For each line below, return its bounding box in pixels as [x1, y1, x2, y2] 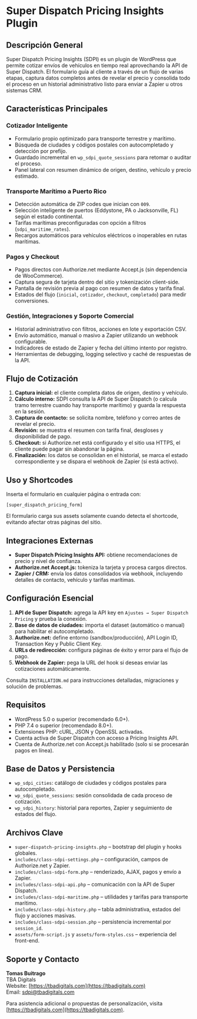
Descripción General [6, 40, 84, 50]
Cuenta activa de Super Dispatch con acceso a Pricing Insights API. [14, 734, 179, 741]
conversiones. [14, 297, 49, 304]
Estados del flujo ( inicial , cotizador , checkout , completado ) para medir [14, 291, 186, 298]
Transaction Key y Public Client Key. [14, 640, 102, 647]
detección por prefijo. [14, 147, 68, 154]
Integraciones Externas [6, 535, 94, 545]
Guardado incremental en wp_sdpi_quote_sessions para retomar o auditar [14, 154, 192, 161]
